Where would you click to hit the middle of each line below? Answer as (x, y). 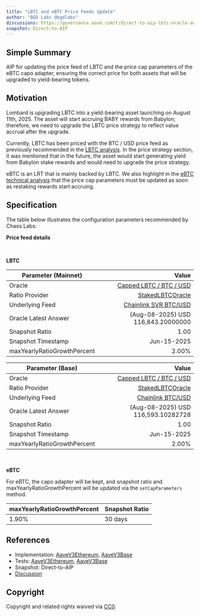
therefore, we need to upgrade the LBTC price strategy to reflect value (93, 125)
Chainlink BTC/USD (164, 397)
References (28, 540)
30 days (116, 519)
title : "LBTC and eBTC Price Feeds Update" (61, 12)
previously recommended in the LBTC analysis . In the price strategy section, (100, 149)
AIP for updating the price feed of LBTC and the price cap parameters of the (99, 67)
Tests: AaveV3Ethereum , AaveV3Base (61, 561)
